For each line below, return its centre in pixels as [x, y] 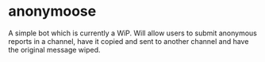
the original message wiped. [54, 49]
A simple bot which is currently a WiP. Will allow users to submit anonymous [133, 33]
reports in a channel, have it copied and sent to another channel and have [129, 41]
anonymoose [52, 11]
